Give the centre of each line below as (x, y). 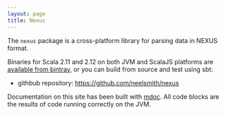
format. (18, 48)
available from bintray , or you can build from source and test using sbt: (110, 69)
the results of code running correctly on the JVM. (79, 104)
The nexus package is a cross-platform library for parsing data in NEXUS (113, 40)
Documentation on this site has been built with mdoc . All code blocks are (113, 97)
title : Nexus (26, 20)
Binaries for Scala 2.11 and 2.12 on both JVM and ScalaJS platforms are (111, 61)
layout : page (26, 14)
